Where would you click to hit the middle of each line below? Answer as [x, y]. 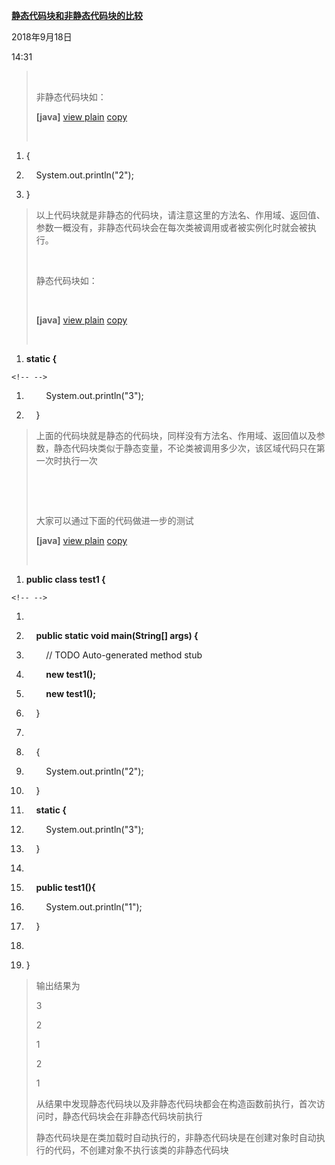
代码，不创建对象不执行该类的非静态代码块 [141, 1150]
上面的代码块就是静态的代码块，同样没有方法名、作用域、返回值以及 [176, 435]
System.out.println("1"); [94, 907]
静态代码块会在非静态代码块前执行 [132, 1116]
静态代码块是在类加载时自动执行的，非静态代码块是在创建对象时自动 [176, 1137]
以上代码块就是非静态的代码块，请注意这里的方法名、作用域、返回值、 [180, 215]
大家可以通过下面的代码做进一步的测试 [114, 520]
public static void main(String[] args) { [117, 635]
